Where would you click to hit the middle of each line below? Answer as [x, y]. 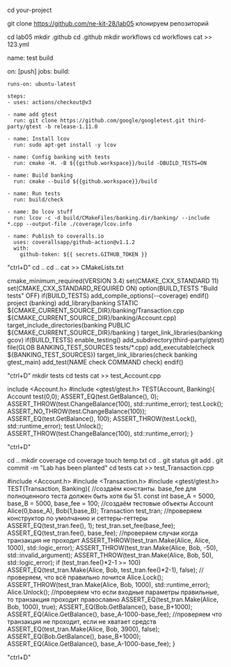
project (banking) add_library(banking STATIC [73, 303]
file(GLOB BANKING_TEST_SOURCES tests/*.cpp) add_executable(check [111, 347]
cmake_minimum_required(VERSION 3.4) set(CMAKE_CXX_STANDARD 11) [113, 281]
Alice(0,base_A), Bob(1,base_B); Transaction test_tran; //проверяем [105, 511]
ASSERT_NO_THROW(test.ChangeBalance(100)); [77, 411]
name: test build [30, 58]
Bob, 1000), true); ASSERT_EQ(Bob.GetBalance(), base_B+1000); [100, 607]
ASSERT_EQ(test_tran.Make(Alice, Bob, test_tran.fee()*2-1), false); [103, 570]
